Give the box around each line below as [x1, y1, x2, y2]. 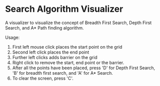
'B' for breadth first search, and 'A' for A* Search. [12, 70, 114, 76]
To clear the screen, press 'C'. [12, 75, 74, 81]
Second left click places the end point [12, 49, 89, 55]
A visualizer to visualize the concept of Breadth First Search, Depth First [5, 20, 152, 26]
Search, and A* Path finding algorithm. [5, 25, 84, 30]
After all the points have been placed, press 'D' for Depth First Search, [12, 65, 156, 71]
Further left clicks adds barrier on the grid [12, 54, 98, 60]
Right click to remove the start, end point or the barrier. [12, 59, 124, 65]
